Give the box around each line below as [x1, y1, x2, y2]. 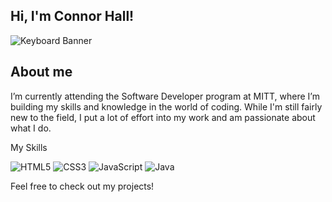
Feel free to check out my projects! [10, 180, 155, 192]
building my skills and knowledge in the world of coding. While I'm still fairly [10, 100, 323, 113]
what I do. [10, 122, 52, 134]
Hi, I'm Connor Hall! [10, 8, 135, 25]
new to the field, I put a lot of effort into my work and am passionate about [10, 111, 316, 123]
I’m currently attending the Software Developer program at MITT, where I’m [10, 90, 320, 102]
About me [10, 64, 73, 81]
